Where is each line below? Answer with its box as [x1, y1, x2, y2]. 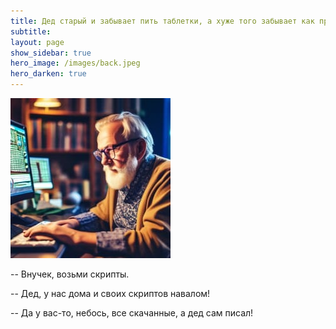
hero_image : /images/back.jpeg [10, 58, 141, 69]
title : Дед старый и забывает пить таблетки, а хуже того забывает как [10, 16, 315, 26]
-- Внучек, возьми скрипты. [10, 268, 130, 280]
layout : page [10, 37, 65, 47]
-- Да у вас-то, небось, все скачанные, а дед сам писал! [10, 307, 254, 319]
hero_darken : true [10, 69, 87, 79]
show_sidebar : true [10, 48, 92, 58]
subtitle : [10, 26, 52, 37]
